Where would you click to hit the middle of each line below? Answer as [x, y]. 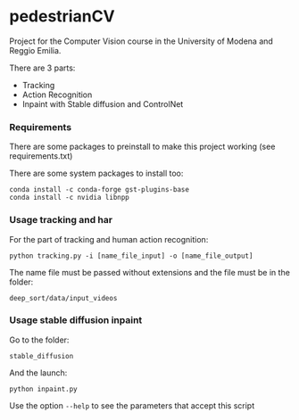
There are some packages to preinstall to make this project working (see [142, 147]
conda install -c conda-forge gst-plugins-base [100, 190]
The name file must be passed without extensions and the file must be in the [149, 272]
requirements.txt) [41, 156]
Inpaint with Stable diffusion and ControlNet [103, 103]
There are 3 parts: [42, 68]
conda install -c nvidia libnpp [69, 198]
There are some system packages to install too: [96, 173]
